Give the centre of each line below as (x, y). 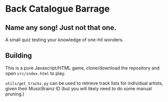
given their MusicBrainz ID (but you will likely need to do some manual (79, 88)
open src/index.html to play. (36, 73)
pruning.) (15, 94)
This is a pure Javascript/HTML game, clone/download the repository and (82, 68)
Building (19, 56)
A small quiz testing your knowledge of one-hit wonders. (64, 40)
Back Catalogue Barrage (58, 9)
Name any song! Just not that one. (61, 28)
